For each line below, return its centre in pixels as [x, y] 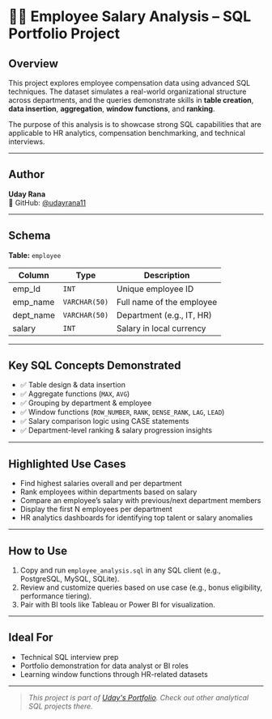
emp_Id [27, 289]
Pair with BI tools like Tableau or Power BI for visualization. [118, 605]
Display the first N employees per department [96, 510]
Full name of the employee [167, 302]
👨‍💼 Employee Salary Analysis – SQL [130, 17]
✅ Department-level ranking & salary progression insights [116, 430]
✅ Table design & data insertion [72, 385]
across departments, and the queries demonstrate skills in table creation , [131, 100]
